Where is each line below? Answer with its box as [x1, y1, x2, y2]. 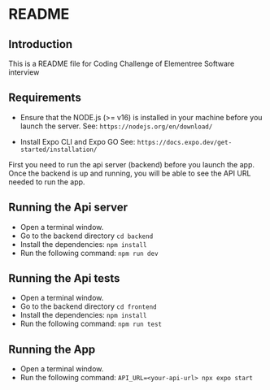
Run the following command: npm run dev [20, 248, 159, 258]
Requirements [8, 91, 81, 105]
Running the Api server [8, 201, 128, 214]
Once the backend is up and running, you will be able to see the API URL [8, 168, 251, 178]
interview [8, 67, 40, 77]
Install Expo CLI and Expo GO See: [20, 136, 136, 146]
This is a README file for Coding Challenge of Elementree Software [8, 58, 235, 68]
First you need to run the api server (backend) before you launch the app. [8, 159, 255, 169]
